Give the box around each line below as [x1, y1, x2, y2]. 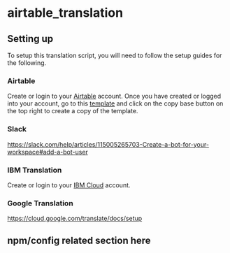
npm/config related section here [7, 234, 152, 246]
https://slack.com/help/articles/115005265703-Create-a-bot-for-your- [7, 140, 210, 148]
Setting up [7, 33, 54, 45]
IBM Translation [7, 165, 62, 175]
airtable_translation [7, 5, 124, 21]
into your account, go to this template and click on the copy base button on [7, 99, 224, 108]
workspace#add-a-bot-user [7, 147, 89, 156]
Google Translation [7, 198, 73, 208]
